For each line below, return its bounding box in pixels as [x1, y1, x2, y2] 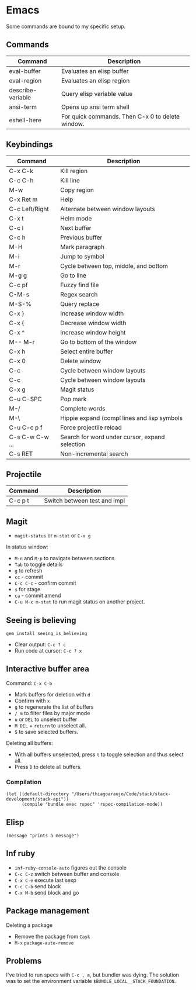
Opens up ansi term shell [61, 103, 129, 111]
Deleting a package [6, 922, 53, 929]
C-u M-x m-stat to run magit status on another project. [14, 598, 145, 605]
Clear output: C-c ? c [14, 641, 66, 648]
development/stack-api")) [6, 796, 69, 802]
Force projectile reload [60, 423, 123, 432]
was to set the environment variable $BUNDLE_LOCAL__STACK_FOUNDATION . [6, 978, 176, 985]
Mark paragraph [60, 243, 105, 251]
